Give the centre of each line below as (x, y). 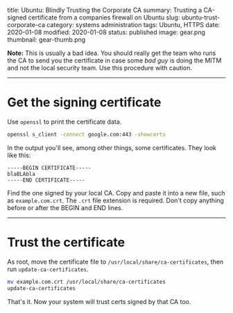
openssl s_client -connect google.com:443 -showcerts (87, 134)
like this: (19, 155)
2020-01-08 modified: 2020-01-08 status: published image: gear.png (106, 32)
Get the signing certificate (84, 103)
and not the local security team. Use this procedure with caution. (100, 68)
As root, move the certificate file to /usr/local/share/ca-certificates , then (115, 262)
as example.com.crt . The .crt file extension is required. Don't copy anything (115, 200)
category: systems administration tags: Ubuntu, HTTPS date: (133, 25)
